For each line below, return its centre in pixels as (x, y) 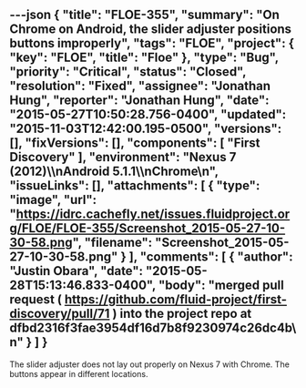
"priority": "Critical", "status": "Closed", (128, 72)
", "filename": (112, 243)
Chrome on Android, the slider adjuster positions (151, 30)
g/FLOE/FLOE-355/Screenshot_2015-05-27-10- (148, 228)
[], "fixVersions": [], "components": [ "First (135, 143)
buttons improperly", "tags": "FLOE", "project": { (152, 43)
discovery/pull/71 (60, 314)
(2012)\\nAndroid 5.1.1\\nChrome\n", (114, 172)
